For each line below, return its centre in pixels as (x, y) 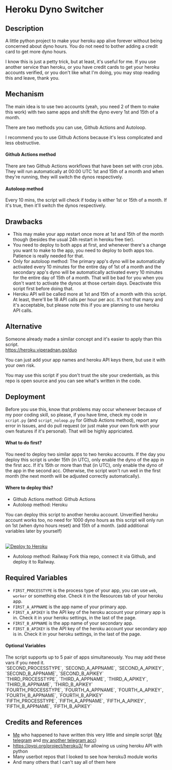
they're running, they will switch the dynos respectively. (64, 177)
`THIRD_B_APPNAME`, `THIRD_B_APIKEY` (49, 685)
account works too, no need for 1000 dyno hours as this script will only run (84, 520)
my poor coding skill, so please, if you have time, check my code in (76, 415)
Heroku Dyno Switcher (54, 10)
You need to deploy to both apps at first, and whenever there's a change (89, 245)
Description (24, 29)
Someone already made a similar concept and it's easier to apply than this (83, 339)
